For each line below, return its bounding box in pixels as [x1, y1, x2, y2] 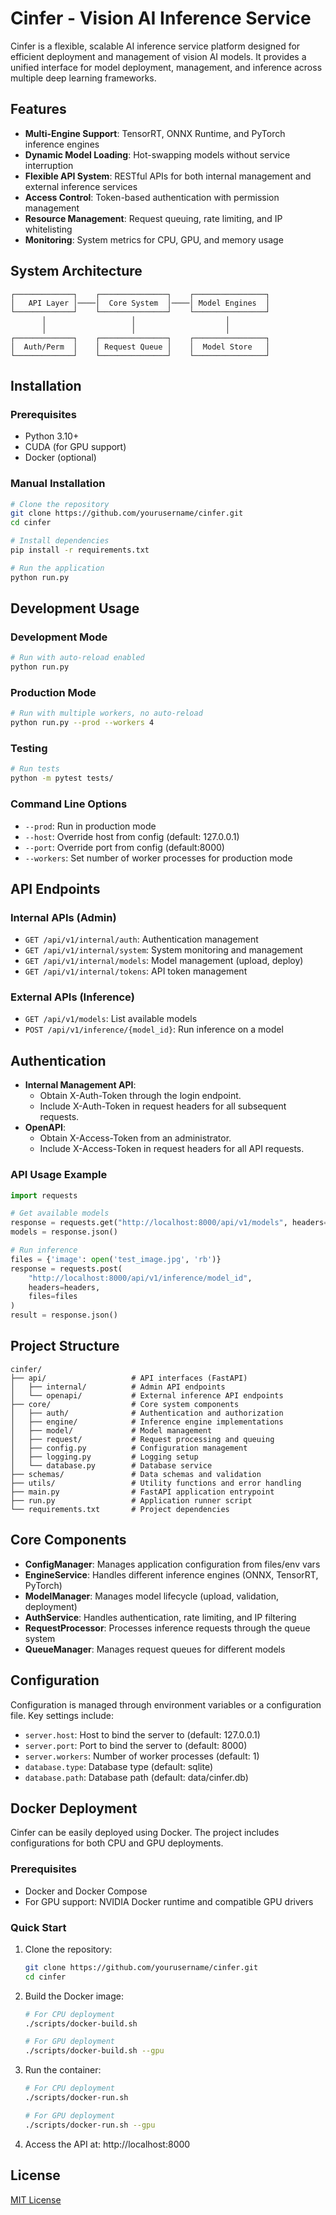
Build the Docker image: [24, 1990, 125, 2002]
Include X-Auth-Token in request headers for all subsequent [39, 1100, 287, 1112]
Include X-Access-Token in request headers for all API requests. [39, 1143, 305, 1155]
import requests [10, 1190, 78, 1201]
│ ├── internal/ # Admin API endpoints [10, 1382, 226, 1392]
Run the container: [24, 2064, 102, 2076]
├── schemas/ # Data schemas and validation [10, 1469, 262, 1479]
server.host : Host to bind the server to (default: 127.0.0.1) [24, 1728, 261, 1741]
